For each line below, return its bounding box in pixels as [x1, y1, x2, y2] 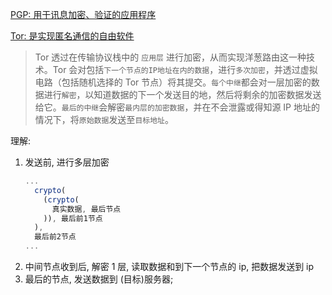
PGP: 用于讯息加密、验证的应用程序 [10, 9, 157, 20]
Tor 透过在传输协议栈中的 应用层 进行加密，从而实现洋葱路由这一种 [34, 51, 307, 63]
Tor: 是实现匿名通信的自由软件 [10, 30, 135, 42]
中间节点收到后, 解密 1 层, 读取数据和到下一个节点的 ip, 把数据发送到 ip [24, 261, 315, 272]
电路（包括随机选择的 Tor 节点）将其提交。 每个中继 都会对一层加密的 [34, 76, 312, 88]
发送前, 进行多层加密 [24, 156, 110, 168]
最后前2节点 [34, 232, 77, 242]
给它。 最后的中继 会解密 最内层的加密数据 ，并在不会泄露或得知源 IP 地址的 [34, 101, 320, 113]
